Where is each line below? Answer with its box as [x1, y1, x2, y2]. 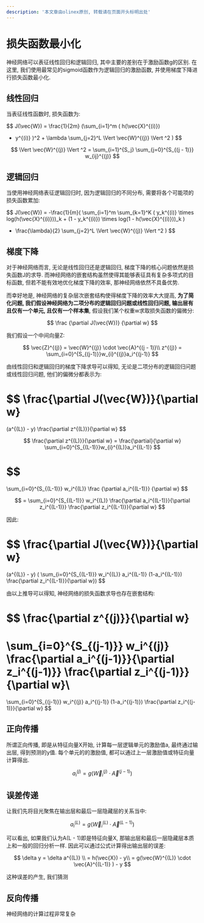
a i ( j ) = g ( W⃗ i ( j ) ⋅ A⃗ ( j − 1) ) [72, 768, 133, 778]
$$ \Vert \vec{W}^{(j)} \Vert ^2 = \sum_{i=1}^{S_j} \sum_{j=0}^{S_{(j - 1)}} [10, 146, 194, 153]
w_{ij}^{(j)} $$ [85, 153, 120, 160]
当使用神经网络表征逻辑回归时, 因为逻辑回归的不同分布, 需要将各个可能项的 [6, 189, 194, 197]
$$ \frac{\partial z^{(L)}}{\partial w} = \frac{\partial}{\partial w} [23, 437, 181, 444]
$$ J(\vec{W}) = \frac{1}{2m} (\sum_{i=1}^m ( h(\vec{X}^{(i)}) [6, 122, 160, 130]
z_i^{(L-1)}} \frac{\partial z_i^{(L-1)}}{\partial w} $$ [39, 503, 166, 510]
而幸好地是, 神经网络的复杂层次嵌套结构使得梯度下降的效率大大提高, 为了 [6, 292, 189, 299]
